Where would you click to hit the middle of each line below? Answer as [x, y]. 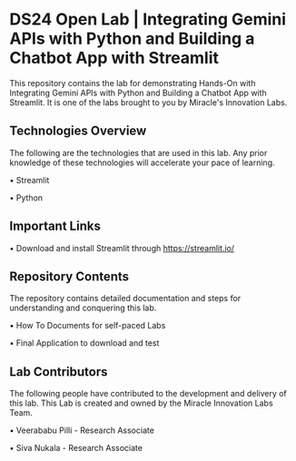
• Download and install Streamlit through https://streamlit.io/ [122, 248]
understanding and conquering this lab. [83, 308]
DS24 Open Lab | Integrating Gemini [148, 20]
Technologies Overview [78, 131]
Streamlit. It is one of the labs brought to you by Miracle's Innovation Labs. [148, 102]
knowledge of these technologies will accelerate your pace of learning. [142, 162]
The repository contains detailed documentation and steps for [125, 299]
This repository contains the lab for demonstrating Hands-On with [133, 83]
